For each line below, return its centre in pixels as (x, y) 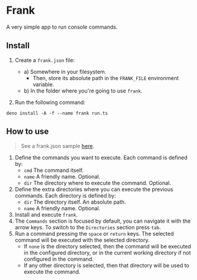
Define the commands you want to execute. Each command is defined (101, 157)
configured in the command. (59, 259)
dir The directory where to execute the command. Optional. (97, 183)
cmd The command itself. (54, 170)
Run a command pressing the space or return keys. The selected (94, 233)
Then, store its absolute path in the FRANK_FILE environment (106, 78)
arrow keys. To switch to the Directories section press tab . (88, 227)
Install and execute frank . (46, 214)
